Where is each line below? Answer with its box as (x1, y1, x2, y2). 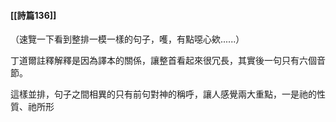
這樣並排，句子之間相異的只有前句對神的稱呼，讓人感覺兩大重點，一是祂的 (10, 88, 317, 100)
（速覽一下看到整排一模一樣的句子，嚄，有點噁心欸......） (10, 33, 245, 45)
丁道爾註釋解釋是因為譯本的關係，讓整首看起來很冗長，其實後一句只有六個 (10, 55, 317, 67)
